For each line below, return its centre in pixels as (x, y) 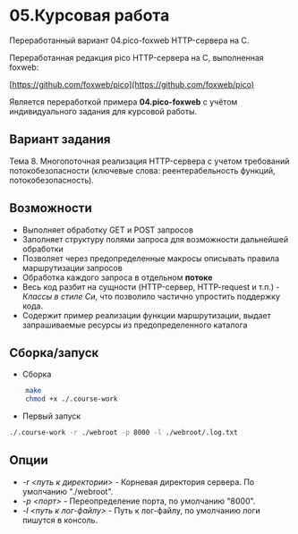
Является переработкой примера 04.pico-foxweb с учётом (123, 102)
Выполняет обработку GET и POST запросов (108, 230)
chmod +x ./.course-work (72, 399)
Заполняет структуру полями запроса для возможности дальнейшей (155, 239)
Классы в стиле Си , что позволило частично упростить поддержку (151, 296)
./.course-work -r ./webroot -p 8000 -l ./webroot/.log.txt (124, 433)
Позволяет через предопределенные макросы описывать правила (151, 258)
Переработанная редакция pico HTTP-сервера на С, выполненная (136, 57)
